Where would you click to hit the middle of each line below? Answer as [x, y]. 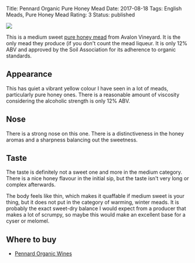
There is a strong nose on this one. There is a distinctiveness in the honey [95, 133]
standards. [19, 56]
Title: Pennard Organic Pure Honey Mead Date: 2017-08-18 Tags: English [94, 9]
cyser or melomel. [28, 221]
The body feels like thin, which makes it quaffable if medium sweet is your [95, 196]
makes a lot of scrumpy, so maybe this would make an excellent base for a [96, 215]
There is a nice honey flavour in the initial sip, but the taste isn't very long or [97, 178]
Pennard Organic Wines [43, 254]
